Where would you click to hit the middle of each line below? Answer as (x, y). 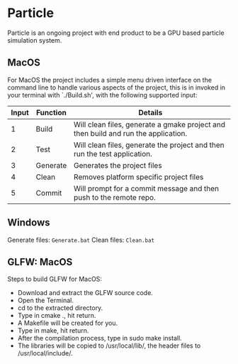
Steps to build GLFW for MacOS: (55, 279)
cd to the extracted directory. (60, 308)
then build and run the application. (130, 133)
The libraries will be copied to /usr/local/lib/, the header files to (109, 346)
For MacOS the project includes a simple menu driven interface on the (110, 80)
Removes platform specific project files (138, 177)
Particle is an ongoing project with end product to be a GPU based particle (116, 33)
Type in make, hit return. (53, 331)
